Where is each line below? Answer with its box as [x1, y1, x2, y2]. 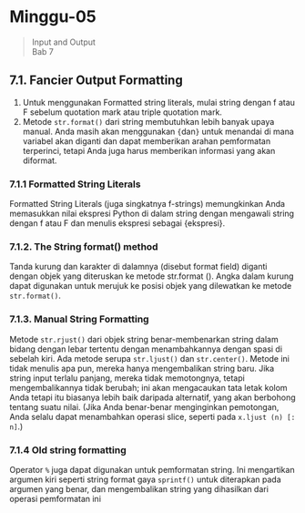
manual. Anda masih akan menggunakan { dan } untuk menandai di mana [22, 126, 294, 137]
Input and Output [31, 36, 96, 47]
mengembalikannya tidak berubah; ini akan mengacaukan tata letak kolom [9, 382, 289, 393]
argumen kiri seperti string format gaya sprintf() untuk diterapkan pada [9, 474, 282, 485]
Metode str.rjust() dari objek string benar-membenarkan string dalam [9, 333, 280, 344]
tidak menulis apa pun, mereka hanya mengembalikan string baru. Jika [9, 363, 275, 374]
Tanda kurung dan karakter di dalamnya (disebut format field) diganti [9, 262, 268, 272]
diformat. [22, 155, 57, 166]
